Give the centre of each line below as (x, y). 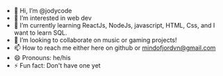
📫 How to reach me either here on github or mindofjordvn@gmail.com (115, 48)
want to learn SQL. (40, 32)
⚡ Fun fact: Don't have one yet (57, 65)
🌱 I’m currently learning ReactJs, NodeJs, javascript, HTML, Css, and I (114, 25)
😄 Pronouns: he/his (42, 58)
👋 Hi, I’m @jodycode (43, 11)
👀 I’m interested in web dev (53, 18)
